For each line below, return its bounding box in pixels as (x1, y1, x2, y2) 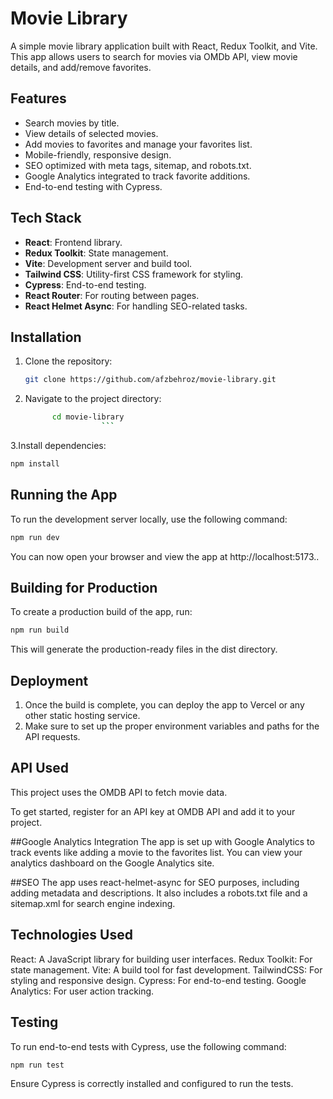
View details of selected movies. (24, 127, 159, 139)
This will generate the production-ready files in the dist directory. (10, 643, 278, 656)
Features (10, 90, 67, 107)
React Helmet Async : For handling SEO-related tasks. (24, 300, 248, 312)
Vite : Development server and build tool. (24, 257, 193, 269)
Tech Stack (10, 210, 82, 227)
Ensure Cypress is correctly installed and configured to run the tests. (10, 1078, 294, 1090)
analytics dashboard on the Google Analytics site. (10, 857, 215, 869)
